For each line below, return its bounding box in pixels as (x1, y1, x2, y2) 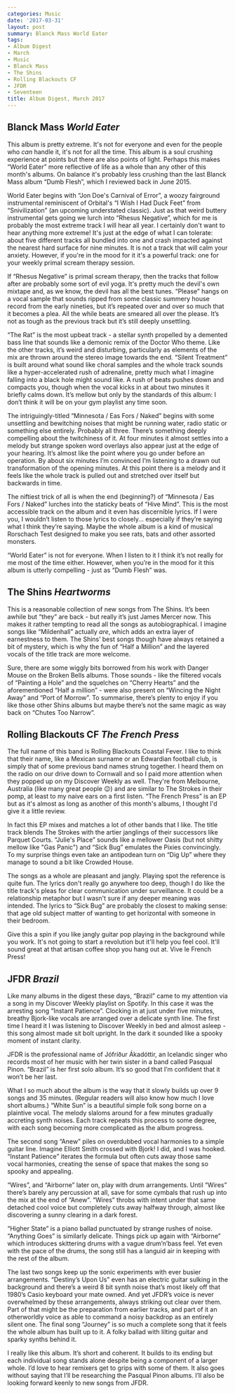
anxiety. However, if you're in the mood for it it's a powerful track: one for (7, 251, 219, 259)
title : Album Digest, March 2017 (7, 96, 105, 103)
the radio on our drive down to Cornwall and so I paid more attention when (7, 770, 222, 778)
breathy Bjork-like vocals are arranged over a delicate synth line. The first (7, 1014, 220, 1022)
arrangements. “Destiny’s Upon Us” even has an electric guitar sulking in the (7, 1275, 229, 1284)
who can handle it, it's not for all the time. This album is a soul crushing (7, 147, 213, 156)
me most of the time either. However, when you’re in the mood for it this (7, 558, 215, 566)
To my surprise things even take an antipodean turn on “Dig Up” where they (7, 851, 227, 859)
